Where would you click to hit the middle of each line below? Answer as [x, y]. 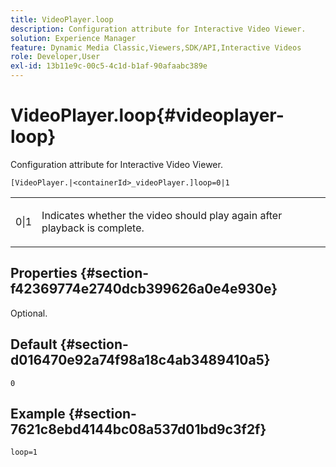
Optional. [29, 313]
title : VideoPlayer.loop [62, 19]
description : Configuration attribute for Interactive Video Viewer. [158, 29]
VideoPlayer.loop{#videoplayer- [147, 115]
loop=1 [24, 452]
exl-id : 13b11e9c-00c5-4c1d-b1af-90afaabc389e [109, 66]
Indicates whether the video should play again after [162, 215]
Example [38, 413]
